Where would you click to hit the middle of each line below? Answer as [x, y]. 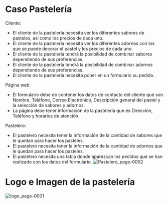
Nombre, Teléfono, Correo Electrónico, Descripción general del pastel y [86, 100]
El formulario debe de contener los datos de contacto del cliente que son [88, 94]
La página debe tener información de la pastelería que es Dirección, [82, 110]
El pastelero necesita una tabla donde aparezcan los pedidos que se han [88, 156]
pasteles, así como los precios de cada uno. [58, 38]
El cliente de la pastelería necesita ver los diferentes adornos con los [83, 43]
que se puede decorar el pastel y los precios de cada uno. [72, 48]
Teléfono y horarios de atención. [46, 115]
